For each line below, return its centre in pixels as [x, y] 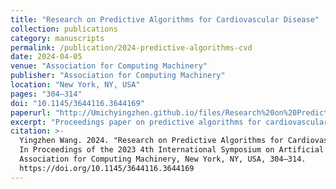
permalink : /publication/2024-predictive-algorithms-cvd [131, 47]
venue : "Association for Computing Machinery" [109, 66]
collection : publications [64, 29]
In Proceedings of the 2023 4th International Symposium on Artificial [172, 150]
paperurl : [31, 112]
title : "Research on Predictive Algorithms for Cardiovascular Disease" [165, 19]
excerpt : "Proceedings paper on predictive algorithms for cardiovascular [169, 122]
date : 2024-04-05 [46, 57]
